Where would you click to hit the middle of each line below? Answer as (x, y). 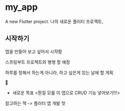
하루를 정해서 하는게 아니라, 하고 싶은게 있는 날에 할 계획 (59, 72)
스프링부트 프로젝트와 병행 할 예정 (38, 62)
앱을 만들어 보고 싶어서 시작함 (34, 52)
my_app (22, 7)
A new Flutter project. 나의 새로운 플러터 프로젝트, (54, 21)
